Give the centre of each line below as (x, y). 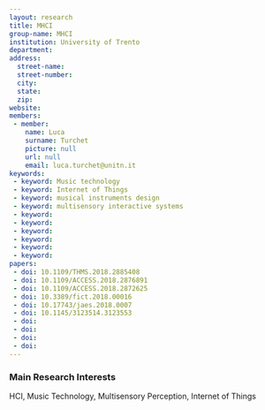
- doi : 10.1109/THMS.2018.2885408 (76, 272)
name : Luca (45, 133)
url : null (43, 157)
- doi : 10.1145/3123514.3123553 (72, 313)
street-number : (45, 75)
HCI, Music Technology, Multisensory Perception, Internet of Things (132, 396)
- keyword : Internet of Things (70, 190)
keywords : (27, 173)
